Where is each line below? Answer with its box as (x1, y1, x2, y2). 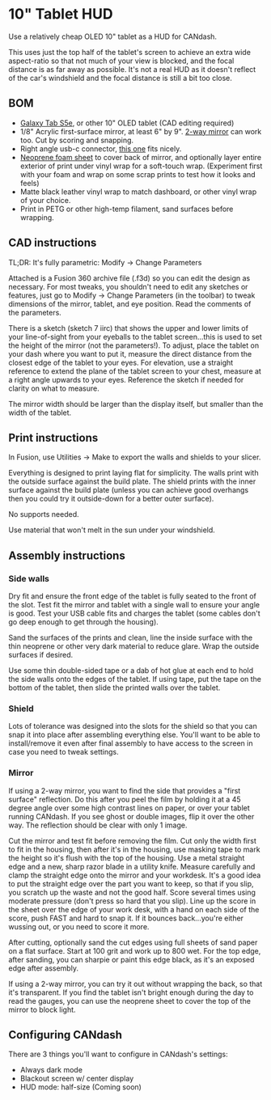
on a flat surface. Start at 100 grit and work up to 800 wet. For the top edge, (8, 946, 261, 955)
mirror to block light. (8, 1005, 76, 1014)
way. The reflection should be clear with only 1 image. (8, 820, 188, 830)
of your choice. (19, 195, 71, 205)
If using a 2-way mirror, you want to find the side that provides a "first (8, 785, 241, 795)
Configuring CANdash (8, 1028, 123, 1042)
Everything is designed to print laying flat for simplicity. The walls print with (8, 468, 259, 478)
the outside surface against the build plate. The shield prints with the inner (8, 476, 256, 486)
